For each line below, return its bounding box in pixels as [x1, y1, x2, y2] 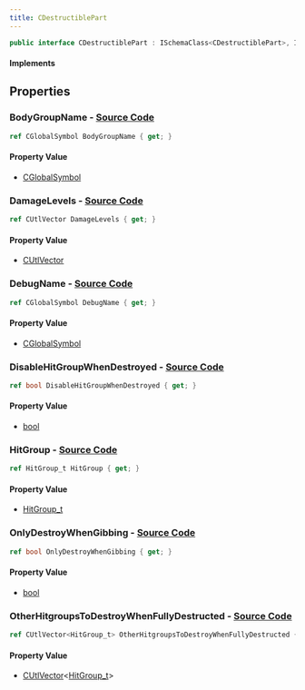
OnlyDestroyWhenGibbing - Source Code [9, 527, 196, 539]
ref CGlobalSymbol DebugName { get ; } [9, 298, 156, 307]
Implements [9, 58, 56, 69]
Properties [9, 84, 71, 100]
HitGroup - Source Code [9, 443, 118, 456]
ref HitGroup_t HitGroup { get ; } [9, 464, 141, 473]
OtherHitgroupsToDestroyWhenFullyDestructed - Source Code [9, 609, 292, 622]
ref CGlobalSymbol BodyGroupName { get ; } [9, 132, 172, 141]
